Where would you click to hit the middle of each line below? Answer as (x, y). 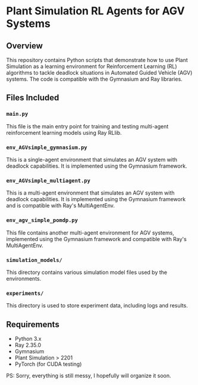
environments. (24, 278)
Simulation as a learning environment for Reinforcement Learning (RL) (92, 66)
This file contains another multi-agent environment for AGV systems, (90, 232)
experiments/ (25, 293)
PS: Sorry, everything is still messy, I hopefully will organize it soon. (89, 375)
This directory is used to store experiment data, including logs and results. (97, 306)
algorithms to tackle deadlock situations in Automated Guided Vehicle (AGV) (99, 73)
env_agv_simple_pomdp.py (42, 220)
